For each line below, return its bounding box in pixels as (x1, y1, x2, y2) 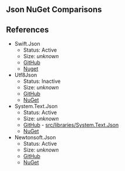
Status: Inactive (23, 78, 61, 85)
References (6, 25, 49, 35)
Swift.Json (14, 41, 40, 48)
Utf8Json (14, 72, 37, 79)
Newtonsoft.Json (14, 134, 56, 141)
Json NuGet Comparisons (6, 5, 102, 15)
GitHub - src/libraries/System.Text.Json (23, 122, 119, 129)
